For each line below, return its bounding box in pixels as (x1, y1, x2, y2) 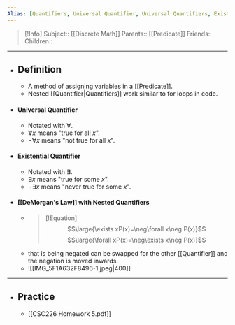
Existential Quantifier (17, 152, 81, 161)
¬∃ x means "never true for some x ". (27, 182, 131, 191)
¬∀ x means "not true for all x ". (27, 136, 115, 144)
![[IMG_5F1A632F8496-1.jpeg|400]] (27, 264, 131, 273)
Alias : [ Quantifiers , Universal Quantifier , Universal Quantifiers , (7, 10, 211, 17)
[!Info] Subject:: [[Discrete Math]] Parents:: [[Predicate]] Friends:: (24, 29, 212, 38)
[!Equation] (45, 214, 78, 222)
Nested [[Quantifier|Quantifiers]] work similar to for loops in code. (27, 89, 218, 98)
